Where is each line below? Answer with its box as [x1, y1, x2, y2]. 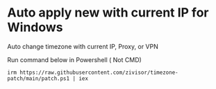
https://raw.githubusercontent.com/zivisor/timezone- [19, 69, 178, 76]
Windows [7, 19, 63, 35]
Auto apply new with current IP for [7, 5, 209, 21]
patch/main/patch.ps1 [7, 75, 70, 82]
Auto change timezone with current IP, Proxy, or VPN [7, 42, 158, 50]
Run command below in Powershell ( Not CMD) [7, 55, 142, 63]
